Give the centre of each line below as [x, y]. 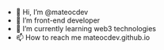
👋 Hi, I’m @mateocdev [52, 12]
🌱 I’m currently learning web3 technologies [86, 29]
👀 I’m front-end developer [58, 20]
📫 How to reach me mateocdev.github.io [83, 37]
